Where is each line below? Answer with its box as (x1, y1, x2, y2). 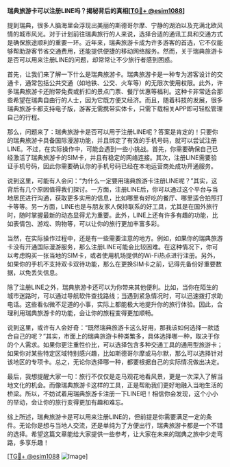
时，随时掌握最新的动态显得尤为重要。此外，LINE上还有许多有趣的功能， (7, 211, 212, 219)
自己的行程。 (7, 113, 43, 121)
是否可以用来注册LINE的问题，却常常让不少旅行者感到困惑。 (7, 56, 177, 64)
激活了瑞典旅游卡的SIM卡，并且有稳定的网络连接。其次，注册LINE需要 (12, 154, 212, 161)
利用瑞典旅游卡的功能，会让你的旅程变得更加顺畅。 (12, 309, 157, 317)
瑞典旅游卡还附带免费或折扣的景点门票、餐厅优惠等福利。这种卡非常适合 (12, 87, 217, 95)
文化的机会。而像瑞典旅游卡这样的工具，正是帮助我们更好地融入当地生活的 (12, 381, 223, 389)
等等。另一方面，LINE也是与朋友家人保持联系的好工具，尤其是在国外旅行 (12, 203, 218, 210)
